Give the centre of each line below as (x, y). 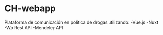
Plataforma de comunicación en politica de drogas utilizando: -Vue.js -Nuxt (81, 22)
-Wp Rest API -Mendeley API (34, 27)
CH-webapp (30, 9)
